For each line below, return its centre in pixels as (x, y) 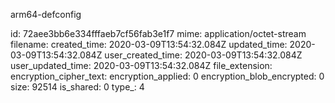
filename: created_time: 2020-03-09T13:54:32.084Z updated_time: (149, 44)
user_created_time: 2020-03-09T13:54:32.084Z (203, 55)
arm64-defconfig (46, 14)
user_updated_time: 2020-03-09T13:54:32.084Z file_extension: (141, 65)
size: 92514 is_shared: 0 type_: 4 (77, 87)
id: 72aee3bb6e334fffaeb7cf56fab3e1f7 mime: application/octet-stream (158, 33)
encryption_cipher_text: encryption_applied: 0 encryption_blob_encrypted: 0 (167, 76)
